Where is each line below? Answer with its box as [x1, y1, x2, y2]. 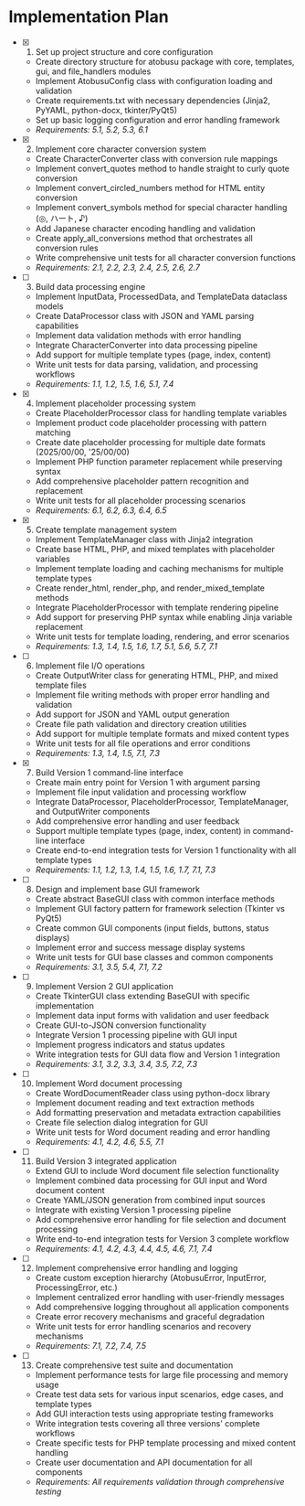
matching [35, 427, 71, 438]
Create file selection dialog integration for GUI [35, 1116, 208, 1127]
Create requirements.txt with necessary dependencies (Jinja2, [35, 94, 271, 106]
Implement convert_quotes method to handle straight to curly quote [35, 163, 289, 174]
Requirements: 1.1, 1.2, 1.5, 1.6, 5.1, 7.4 [35, 378, 174, 390]
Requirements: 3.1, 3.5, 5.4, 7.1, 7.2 [35, 961, 163, 972]
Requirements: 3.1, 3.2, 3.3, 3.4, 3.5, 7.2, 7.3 [35, 1058, 198, 1069]
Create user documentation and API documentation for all [35, 1457, 253, 1468]
